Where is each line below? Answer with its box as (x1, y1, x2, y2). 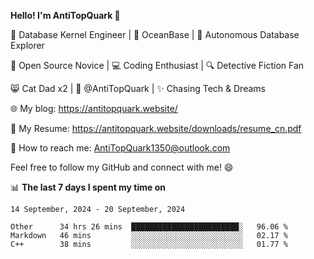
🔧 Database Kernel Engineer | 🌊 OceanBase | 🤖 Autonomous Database (10, 29, 300, 40)
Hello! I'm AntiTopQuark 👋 (10, 10, 121, 21)
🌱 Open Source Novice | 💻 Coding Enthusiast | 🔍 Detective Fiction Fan (10, 60, 305, 71)
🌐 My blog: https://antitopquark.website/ (10, 103, 178, 114)
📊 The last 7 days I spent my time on (10, 181, 167, 193)
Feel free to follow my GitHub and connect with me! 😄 (10, 161, 234, 173)
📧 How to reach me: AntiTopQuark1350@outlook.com (10, 142, 231, 154)
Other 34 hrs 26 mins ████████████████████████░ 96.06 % (10, 222, 288, 232)
